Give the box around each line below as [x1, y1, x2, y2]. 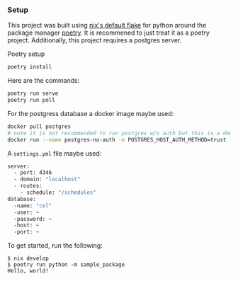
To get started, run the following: [7, 241, 103, 250]
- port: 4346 [13, 169, 52, 176]
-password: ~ [13, 215, 52, 222]
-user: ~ [13, 209, 40, 216]
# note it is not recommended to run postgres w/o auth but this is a [7, 130, 220, 137]
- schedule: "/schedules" [20, 189, 97, 196]
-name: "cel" [13, 202, 52, 210]
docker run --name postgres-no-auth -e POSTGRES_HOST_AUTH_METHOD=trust [7, 136, 227, 143]
